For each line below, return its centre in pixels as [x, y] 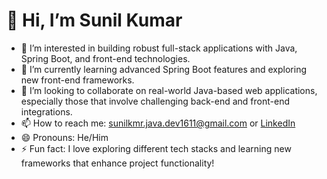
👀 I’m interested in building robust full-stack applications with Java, [159, 48]
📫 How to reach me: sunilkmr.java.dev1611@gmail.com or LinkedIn [158, 123]
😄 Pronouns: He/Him [64, 137]
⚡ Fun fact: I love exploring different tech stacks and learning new [156, 148]
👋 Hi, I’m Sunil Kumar [94, 20]
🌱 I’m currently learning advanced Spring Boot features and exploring [163, 69]
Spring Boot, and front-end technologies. [105, 58]
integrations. [46, 111]
